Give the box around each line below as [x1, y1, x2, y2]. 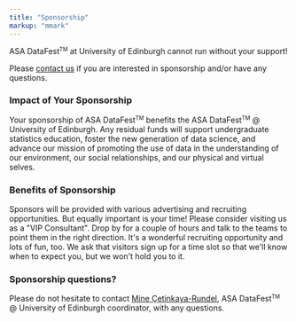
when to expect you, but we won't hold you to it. [9, 251, 185, 262]
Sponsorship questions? [9, 273, 117, 286]
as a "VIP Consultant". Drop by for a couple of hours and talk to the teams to [9, 223, 288, 233]
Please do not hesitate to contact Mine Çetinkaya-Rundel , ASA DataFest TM [9, 294, 281, 304]
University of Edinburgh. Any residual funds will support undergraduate [9, 123, 269, 134]
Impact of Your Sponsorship [9, 94, 133, 106]
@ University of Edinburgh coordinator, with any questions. [9, 302, 224, 313]
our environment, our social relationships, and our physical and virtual [9, 152, 264, 162]
